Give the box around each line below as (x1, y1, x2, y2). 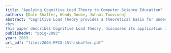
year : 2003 (5, 36, 28, 41)
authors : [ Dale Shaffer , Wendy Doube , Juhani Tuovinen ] (5, 12, 126, 17)
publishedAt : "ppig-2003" (5, 31, 60, 36)
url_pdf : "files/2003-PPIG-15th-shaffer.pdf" (5, 40, 103, 45)
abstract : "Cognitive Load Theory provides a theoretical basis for (5, 17, 154, 22)
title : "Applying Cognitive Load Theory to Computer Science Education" (5, 7, 163, 13)
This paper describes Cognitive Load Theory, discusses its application (5, 26, 163, 31)
